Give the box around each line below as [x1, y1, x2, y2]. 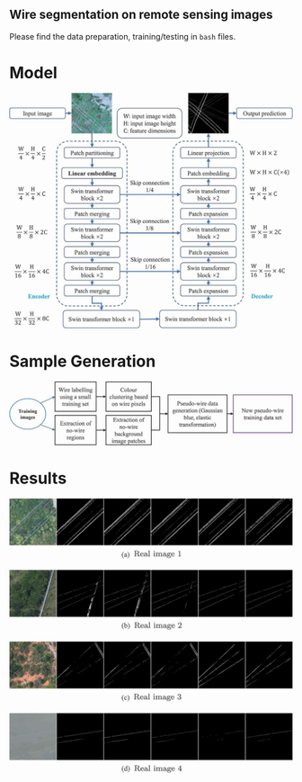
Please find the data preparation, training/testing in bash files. [9, 31, 236, 41]
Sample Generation [9, 351, 156, 372]
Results [9, 468, 67, 489]
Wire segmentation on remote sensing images [9, 7, 273, 22]
